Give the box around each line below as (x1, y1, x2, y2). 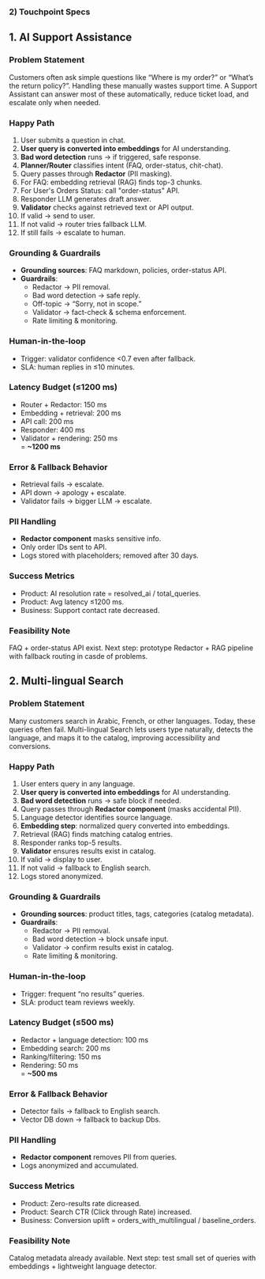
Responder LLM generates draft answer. (20, 194, 152, 203)
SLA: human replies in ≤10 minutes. (20, 362, 135, 372)
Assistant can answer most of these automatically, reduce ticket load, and (9, 89, 249, 99)
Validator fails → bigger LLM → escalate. (20, 497, 152, 506)
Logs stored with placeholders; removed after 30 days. (20, 551, 200, 560)
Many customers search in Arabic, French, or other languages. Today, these (9, 716, 256, 725)
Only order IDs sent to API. (20, 543, 107, 552)
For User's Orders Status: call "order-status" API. (20, 185, 181, 195)
